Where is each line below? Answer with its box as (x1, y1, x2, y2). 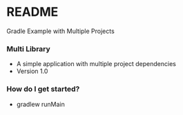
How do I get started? (6, 84, 80, 94)
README (6, 4, 59, 20)
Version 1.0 (16, 67, 48, 76)
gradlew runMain (16, 100, 65, 108)
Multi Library (6, 44, 51, 54)
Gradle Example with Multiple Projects (6, 27, 115, 35)
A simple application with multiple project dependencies (16, 60, 177, 68)
